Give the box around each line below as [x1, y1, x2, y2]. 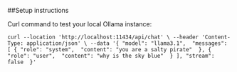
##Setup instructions [7, 6, 69, 14]
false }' [7, 58, 37, 66]
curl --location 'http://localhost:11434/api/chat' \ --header [7, 34, 199, 41]
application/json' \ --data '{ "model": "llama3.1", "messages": [26, 40, 228, 47]
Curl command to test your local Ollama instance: [7, 20, 152, 28]
